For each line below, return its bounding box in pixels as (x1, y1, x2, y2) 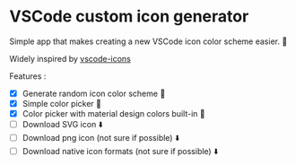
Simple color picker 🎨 (22, 99, 101, 109)
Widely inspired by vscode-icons (9, 53, 132, 64)
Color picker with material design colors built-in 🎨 (22, 109, 205, 119)
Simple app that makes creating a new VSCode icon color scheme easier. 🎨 (9, 36, 288, 47)
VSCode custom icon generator (9, 6, 249, 27)
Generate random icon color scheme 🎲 (22, 88, 166, 99)
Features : (9, 70, 47, 82)
